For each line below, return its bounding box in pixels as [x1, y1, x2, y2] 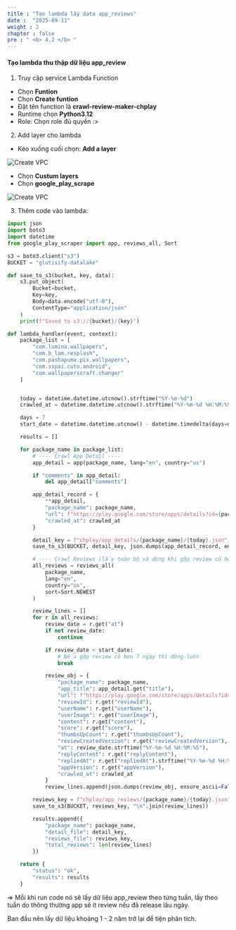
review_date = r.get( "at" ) [44, 620, 124, 628]
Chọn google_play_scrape [17, 179, 95, 188]
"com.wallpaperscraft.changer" [32, 369, 124, 376]
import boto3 [7, 227, 46, 234]
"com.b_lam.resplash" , [32, 350, 99, 357]
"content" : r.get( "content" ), [57, 718, 146, 725]
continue [57, 634, 83, 641]
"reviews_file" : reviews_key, [44, 835, 133, 842]
